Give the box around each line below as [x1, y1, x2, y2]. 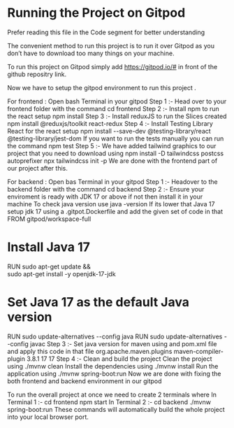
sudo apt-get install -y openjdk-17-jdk [7, 269, 117, 278]
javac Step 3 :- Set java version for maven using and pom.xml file [30, 339, 218, 348]
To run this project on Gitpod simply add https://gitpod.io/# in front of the [7, 62, 218, 71]
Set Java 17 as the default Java [7, 294, 190, 311]
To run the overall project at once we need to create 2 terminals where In [7, 390, 217, 399]
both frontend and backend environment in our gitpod [7, 376, 162, 385]
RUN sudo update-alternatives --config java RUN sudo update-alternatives [7, 332, 223, 341]
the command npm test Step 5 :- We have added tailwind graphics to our [7, 141, 217, 150]
